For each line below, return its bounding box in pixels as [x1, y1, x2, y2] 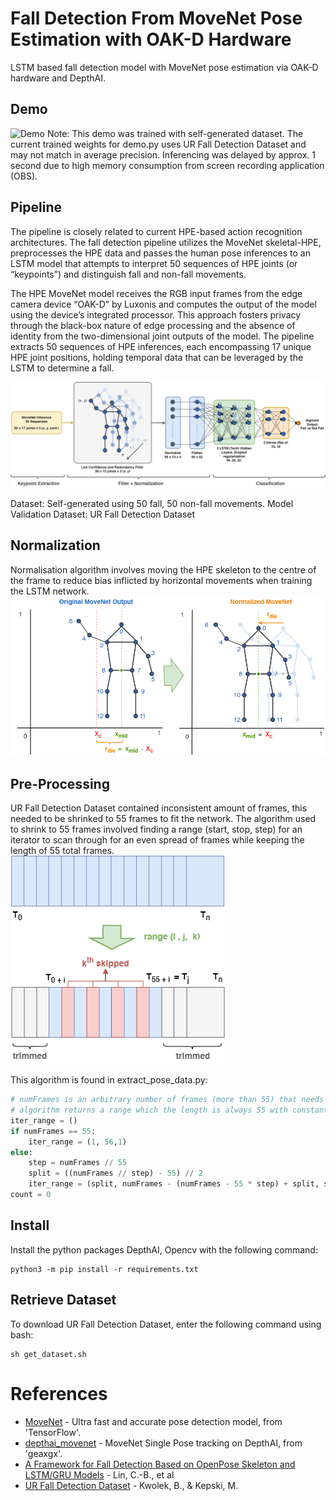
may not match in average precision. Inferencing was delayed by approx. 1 [10, 148, 316, 161]
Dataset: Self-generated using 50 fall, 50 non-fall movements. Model [10, 497, 294, 509]
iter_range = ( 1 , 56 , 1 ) [28, 1137, 128, 1147]
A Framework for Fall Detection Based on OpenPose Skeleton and [24, 1458, 296, 1470]
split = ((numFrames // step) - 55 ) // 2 [28, 1168, 203, 1179]
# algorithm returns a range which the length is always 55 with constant [10, 1105, 329, 1116]
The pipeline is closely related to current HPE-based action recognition [10, 225, 303, 237]
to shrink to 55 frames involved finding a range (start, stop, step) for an [10, 823, 303, 836]
